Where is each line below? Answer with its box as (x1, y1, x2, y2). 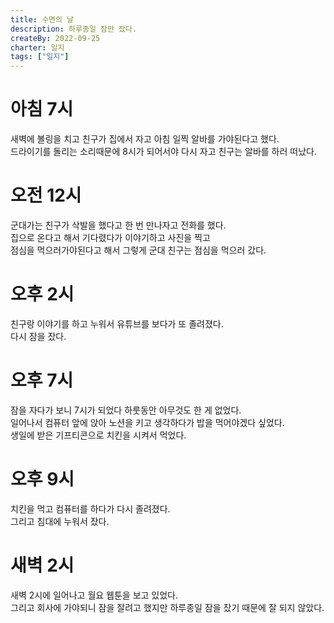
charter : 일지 (10, 42, 65, 53)
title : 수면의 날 (10, 14, 75, 25)
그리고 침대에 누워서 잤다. (10, 515, 110, 527)
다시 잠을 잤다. (10, 330, 67, 342)
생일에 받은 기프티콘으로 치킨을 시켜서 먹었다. (10, 429, 187, 441)
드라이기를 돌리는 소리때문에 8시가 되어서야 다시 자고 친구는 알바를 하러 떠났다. (10, 146, 317, 158)
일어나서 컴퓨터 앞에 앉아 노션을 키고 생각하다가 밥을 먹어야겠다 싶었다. (10, 416, 285, 428)
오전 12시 (10, 184, 82, 207)
